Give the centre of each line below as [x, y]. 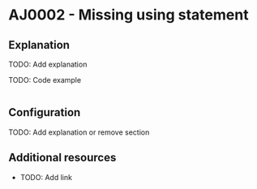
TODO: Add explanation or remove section [79, 132]
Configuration [45, 112]
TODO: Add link [46, 177]
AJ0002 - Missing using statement [128, 15]
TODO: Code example [45, 80]
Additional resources [62, 158]
